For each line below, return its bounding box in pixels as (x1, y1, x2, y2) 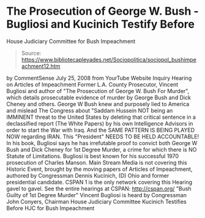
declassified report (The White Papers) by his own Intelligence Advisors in (6, 119, 193, 127)
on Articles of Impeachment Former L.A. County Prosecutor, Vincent (6, 81, 179, 88)
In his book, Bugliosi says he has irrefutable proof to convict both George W (6, 139, 198, 146)
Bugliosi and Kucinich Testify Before (6, 17, 195, 31)
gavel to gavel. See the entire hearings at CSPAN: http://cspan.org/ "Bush (6, 185, 192, 192)
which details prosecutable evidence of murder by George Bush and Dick (6, 94, 192, 101)
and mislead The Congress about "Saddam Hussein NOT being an (6, 107, 173, 114)
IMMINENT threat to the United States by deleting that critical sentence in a (6, 113, 196, 121)
